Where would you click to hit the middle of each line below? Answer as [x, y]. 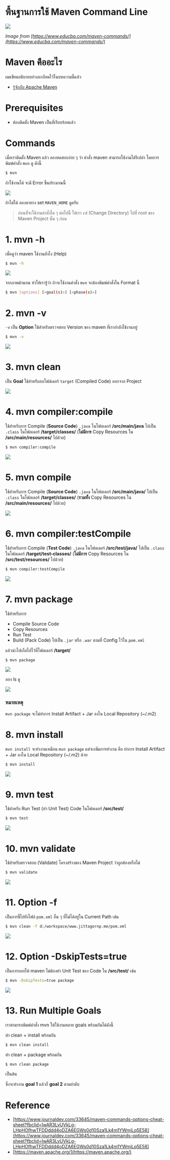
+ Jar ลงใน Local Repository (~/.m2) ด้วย [46, 754]
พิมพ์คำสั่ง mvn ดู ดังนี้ [23, 163]
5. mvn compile [38, 478]
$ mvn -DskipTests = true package [40, 980]
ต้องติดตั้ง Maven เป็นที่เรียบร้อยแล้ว [44, 122]
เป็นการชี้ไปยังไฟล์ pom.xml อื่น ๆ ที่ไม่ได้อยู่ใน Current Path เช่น [62, 917]
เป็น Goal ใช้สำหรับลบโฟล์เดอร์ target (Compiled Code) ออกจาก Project [74, 381]
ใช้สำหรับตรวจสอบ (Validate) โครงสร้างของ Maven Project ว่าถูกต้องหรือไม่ [73, 863]
